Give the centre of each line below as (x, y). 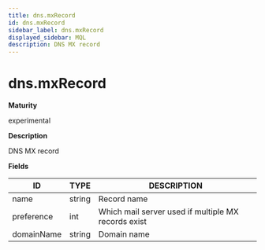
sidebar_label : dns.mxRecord (56, 30)
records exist (123, 222)
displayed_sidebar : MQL (47, 37)
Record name (123, 199)
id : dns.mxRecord (37, 23)
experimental (30, 121)
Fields (19, 167)
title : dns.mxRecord (42, 15)
